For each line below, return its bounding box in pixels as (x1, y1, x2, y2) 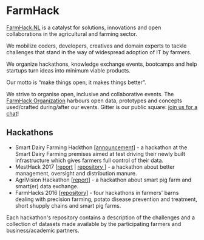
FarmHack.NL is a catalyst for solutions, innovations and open (6, 24, 161, 31)
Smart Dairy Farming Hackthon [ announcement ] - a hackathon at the (15, 144, 188, 151)
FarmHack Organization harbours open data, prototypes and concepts (6, 97, 182, 104)
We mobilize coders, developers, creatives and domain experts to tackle (6, 42, 187, 49)
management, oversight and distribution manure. (15, 169, 138, 177)
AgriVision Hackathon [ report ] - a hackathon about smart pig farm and (15, 176, 192, 183)
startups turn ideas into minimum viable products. (6, 66, 131, 74)
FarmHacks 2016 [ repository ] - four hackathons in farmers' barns (15, 189, 179, 196)
